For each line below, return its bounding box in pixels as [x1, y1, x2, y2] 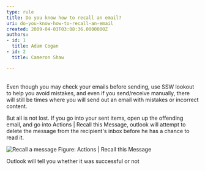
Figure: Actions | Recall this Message [58, 145, 152, 153]
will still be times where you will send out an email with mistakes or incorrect [6, 96, 199, 103]
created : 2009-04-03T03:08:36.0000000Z [6, 26, 108, 32]
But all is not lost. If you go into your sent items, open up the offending [6, 114, 184, 122]
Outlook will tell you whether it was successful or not [6, 157, 140, 165]
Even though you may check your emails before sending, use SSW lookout [6, 83, 195, 90]
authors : [6, 32, 29, 38]
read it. [6, 134, 24, 141]
